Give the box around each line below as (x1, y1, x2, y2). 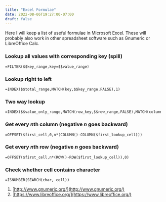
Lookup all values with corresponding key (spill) (5, 53, 123, 60)
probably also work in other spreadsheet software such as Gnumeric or (5, 35, 151, 41)
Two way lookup (5, 98, 45, 105)
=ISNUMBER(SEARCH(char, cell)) (5, 178, 70, 183)
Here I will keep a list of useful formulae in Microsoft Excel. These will (5, 30, 147, 36)
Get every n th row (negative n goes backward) (5, 144, 119, 151)
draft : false (5, 16, 32, 21)
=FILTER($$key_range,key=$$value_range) (5, 64, 90, 69)
